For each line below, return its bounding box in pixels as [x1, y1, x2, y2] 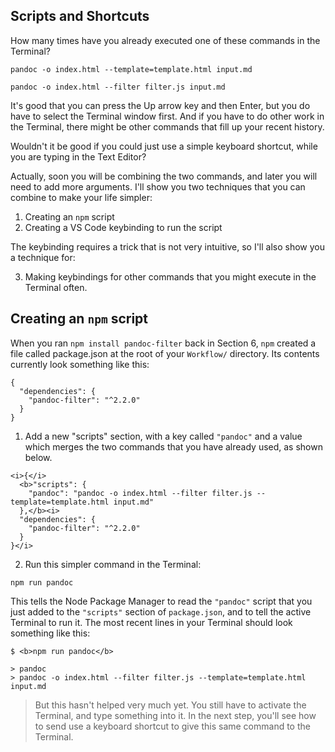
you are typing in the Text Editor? [10, 150, 147, 163]
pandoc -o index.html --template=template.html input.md [10, 64, 253, 74]
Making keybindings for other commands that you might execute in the [24, 270, 317, 283]
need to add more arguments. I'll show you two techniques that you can [10, 180, 306, 193]
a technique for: [10, 251, 76, 263]
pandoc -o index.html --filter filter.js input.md [10, 82, 226, 92]
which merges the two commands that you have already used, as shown [24, 440, 323, 453]
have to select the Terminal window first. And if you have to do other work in [10, 110, 325, 122]
